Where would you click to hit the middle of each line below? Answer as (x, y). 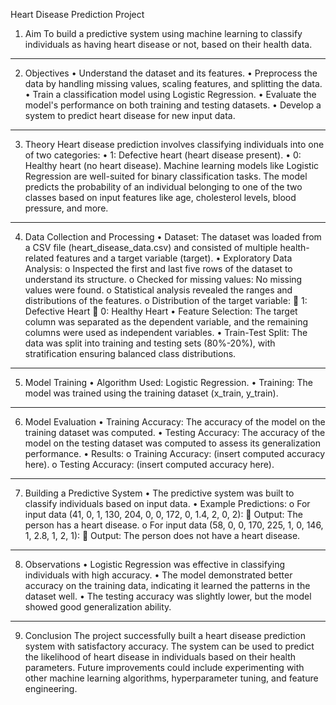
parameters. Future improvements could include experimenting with (164, 667)
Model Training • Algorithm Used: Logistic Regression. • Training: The (169, 382)
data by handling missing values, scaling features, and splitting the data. (173, 83)
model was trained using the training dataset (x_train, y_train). (151, 393)
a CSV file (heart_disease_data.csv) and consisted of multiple (151, 247)
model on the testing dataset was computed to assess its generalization (172, 443)
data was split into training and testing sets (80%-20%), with (150, 343)
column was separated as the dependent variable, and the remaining (166, 322)
